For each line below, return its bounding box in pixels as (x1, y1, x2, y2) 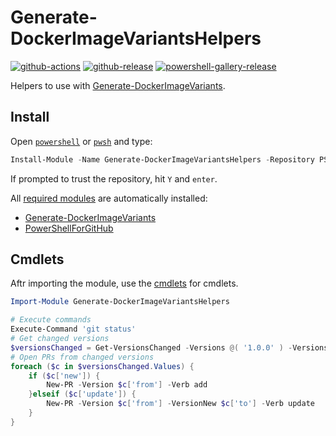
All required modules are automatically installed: (10, 192, 208, 204)
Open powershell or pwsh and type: (10, 135, 153, 147)
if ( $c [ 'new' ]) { (28, 371, 101, 381)
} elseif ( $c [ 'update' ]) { (28, 389, 137, 400)
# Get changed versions (10, 334, 110, 344)
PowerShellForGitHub (24, 222, 114, 234)
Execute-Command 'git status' (10, 324, 137, 335)
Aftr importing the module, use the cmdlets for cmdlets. (10, 277, 239, 290)
